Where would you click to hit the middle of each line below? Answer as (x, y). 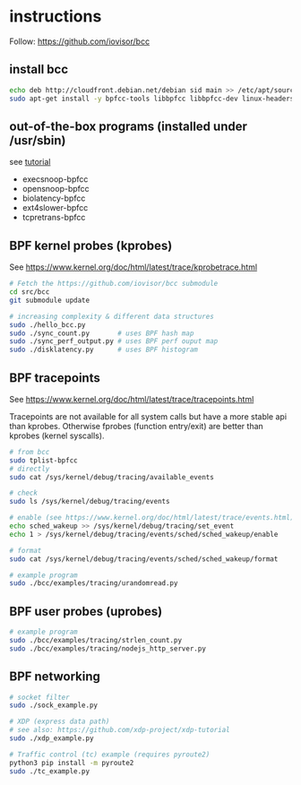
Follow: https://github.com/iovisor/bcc (80, 41)
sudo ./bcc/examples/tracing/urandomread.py (94, 583)
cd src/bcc (30, 292)
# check (24, 493)
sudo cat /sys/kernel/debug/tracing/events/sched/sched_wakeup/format (144, 559)
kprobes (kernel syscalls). (57, 436)
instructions (56, 17)
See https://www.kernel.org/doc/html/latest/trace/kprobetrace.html (133, 267)
